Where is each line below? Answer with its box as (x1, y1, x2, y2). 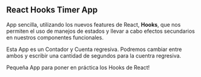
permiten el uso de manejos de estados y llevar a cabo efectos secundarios (6, 27, 195, 35)
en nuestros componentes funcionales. (6, 33, 104, 41)
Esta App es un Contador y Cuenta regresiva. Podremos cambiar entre (6, 45, 182, 53)
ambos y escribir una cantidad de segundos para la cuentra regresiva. (6, 52, 182, 59)
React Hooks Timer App (6, 5, 98, 15)
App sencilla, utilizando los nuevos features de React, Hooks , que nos (6, 21, 181, 28)
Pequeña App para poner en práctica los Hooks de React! (6, 64, 150, 71)
